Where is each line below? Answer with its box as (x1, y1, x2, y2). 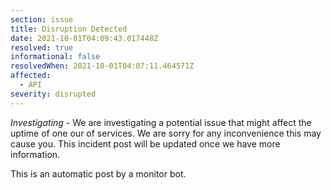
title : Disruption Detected (10, 24, 128, 34)
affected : (10, 71, 52, 81)
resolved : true (10, 42, 74, 53)
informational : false (10, 52, 101, 62)
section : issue (10, 14, 74, 25)
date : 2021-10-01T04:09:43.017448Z (10, 33, 159, 43)
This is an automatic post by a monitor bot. (10, 167, 187, 180)
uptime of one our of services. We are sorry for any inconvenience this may (10, 127, 322, 139)
